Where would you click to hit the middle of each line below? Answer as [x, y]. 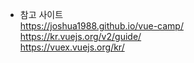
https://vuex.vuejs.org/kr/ [72, 47]
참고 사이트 [41, 14]
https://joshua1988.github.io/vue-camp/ [101, 26]
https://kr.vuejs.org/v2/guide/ [80, 36]
